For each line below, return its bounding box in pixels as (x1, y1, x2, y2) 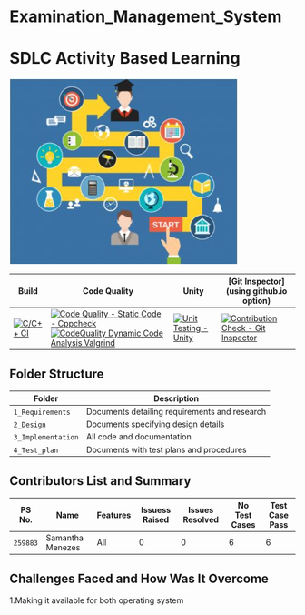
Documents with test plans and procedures (85, 444, 247, 455)
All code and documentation (85, 431, 192, 442)
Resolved (182, 514, 220, 525)
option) (241, 295, 271, 306)
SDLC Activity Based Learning (9, 48, 241, 69)
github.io (252, 285, 288, 297)
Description (153, 393, 200, 404)
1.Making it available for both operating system (9, 595, 184, 606)
